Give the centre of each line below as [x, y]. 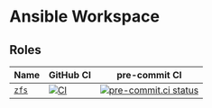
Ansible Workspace [85, 17]
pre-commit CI [149, 75]
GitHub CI [70, 75]
